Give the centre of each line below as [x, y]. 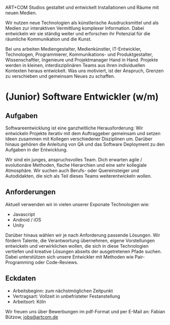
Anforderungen [30, 192]
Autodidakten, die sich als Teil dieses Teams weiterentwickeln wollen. [79, 176]
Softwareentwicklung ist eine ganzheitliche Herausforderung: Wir [74, 128]
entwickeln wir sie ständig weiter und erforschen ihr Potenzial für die [78, 34]
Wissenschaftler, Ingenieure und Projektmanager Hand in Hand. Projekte [82, 60]
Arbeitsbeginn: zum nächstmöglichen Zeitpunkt [63, 291]
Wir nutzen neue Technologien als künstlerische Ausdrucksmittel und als [82, 23]
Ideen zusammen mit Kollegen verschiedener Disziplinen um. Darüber [79, 139]
